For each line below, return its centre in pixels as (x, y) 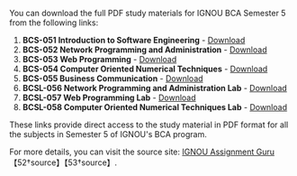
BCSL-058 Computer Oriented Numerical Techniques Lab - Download (155, 107)
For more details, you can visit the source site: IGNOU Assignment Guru (142, 152)
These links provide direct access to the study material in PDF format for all (149, 125)
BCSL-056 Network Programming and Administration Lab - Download (155, 88)
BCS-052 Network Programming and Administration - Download (144, 50)
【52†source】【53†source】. (63, 162)
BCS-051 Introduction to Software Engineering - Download (134, 40)
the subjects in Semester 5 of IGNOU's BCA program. (108, 134)
